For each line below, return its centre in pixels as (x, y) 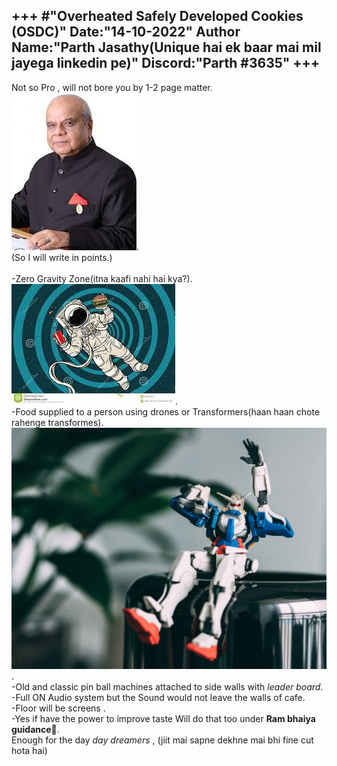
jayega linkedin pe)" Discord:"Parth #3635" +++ (166, 63)
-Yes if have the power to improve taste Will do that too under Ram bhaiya (163, 719)
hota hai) (29, 751)
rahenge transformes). (57, 422)
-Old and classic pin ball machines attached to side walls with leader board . (167, 687)
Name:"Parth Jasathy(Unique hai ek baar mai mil (166, 47)
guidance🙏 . (35, 730)
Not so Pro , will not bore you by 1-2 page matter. (112, 87)
